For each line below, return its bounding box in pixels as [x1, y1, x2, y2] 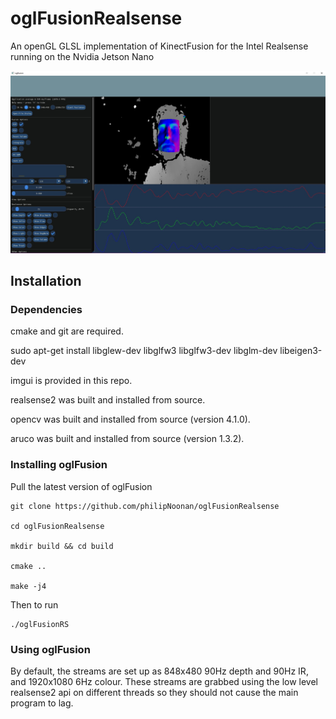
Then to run [10, 598, 59, 611]
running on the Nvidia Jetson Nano [10, 50, 155, 62]
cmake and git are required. [10, 325, 124, 337]
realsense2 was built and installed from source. [10, 394, 206, 406]
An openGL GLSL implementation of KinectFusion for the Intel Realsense [10, 40, 309, 52]
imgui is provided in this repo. [10, 375, 133, 387]
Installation [10, 272, 82, 289]
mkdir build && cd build [10, 541, 114, 551]
